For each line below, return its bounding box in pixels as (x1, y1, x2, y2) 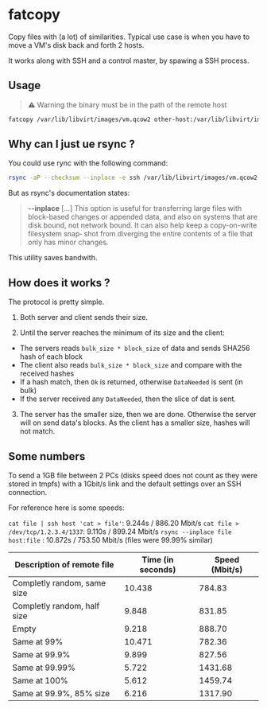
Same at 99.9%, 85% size (12, 688, 110, 699)
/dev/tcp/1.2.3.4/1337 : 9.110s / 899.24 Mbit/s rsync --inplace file (8, 527, 232, 536)
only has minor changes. (27, 237, 109, 247)
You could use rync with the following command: (8, 158, 168, 168)
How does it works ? (8, 276, 110, 290)
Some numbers (8, 450, 86, 463)
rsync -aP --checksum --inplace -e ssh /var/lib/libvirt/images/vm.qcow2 (8, 173, 258, 182)
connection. (8, 487, 48, 497)
